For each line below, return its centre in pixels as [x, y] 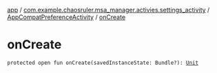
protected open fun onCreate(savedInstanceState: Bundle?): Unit [103, 63]
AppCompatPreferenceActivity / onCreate [66, 17]
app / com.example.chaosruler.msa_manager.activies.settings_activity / [108, 10]
